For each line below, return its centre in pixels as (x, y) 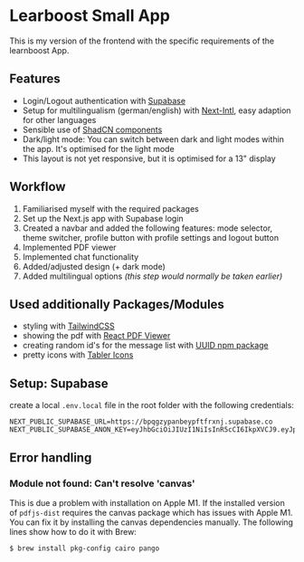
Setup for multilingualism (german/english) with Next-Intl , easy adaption (157, 110)
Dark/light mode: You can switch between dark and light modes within (153, 139)
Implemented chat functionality (81, 257)
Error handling (51, 457)
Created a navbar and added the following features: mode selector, (147, 228)
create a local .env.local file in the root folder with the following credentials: (152, 405)
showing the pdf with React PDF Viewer (96, 336)
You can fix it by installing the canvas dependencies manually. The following (152, 522)
